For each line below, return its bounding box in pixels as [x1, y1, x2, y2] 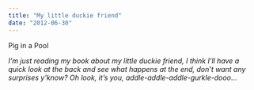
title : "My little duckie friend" [8, 11, 123, 20]
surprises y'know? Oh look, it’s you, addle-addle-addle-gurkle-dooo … [8, 73, 237, 82]
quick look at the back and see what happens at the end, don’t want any [8, 64, 246, 73]
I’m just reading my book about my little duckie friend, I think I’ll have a [8, 56, 240, 66]
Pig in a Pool [8, 40, 49, 50]
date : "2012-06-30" [8, 19, 73, 27]
